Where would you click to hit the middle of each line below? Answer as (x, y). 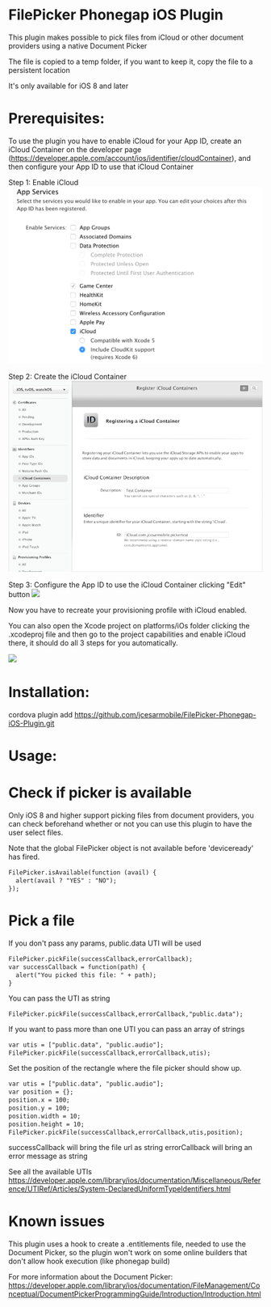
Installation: (49, 692)
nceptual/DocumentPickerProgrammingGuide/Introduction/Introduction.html (135, 1294)
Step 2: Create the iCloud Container (68, 376)
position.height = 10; (46, 1124)
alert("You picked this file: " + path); (86, 975)
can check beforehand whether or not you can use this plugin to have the (130, 823)
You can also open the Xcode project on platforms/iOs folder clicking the (129, 625)
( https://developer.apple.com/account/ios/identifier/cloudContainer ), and (130, 158)
